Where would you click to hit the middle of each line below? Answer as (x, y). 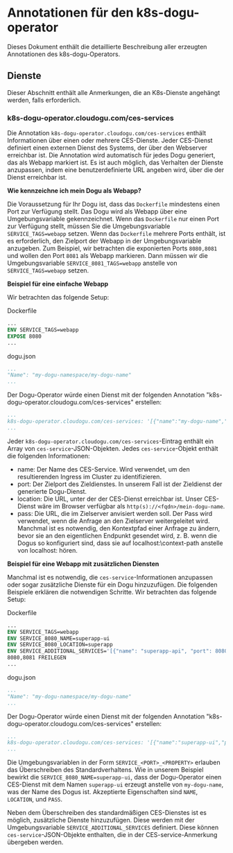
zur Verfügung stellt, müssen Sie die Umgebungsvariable (89, 226)
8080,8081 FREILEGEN (37, 658)
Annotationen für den (70, 13)
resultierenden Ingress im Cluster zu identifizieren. (89, 476)
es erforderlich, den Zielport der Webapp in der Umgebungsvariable (104, 241)
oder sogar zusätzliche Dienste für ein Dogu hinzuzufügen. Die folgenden (112, 585)
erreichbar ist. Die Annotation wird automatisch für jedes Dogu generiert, (111, 155)
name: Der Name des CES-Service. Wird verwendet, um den (104, 469)
